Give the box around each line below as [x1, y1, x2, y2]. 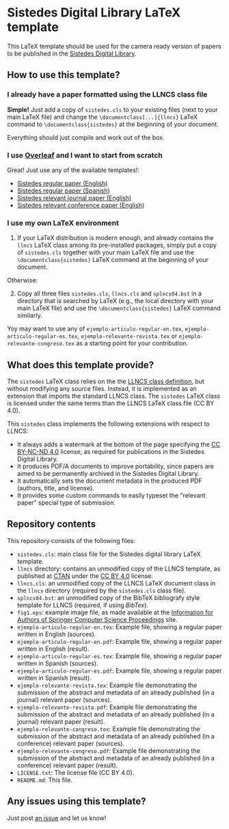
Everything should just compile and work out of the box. [7, 133, 165, 141]
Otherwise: [7, 276, 38, 285]
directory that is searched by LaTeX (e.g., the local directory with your [16, 297, 214, 305]
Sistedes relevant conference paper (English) [16, 201, 145, 209]
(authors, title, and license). [16, 484, 94, 492]
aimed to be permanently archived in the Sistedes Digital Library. [16, 470, 200, 478]
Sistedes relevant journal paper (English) [16, 193, 132, 202]
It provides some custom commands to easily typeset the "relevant [16, 492, 206, 500]
